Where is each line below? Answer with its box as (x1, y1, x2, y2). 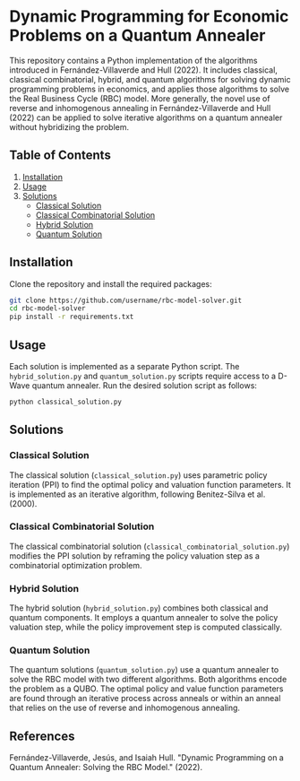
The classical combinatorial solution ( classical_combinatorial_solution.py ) (9, 541, 290, 551)
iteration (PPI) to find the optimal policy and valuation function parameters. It (9, 479, 291, 490)
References (9, 728, 75, 743)
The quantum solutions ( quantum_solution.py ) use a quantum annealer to (9, 664, 279, 675)
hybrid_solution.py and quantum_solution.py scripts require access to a (9, 370, 276, 381)
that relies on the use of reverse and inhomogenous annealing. (9, 702, 240, 714)
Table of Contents (9, 148, 112, 163)
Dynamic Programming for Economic (9, 6, 289, 27)
